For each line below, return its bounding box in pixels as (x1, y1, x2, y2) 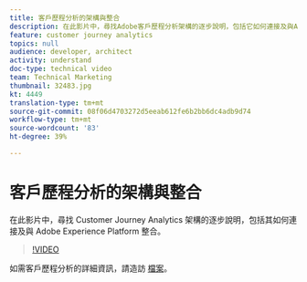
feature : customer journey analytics (9, 30, 153, 39)
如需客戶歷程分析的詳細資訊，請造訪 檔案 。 (9, 262, 172, 274)
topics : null (9, 38, 59, 48)
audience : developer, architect (9, 47, 132, 57)
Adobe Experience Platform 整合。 (35, 225, 166, 236)
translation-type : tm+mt (9, 98, 104, 108)
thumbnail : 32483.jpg (9, 81, 92, 90)
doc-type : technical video (9, 65, 112, 74)
